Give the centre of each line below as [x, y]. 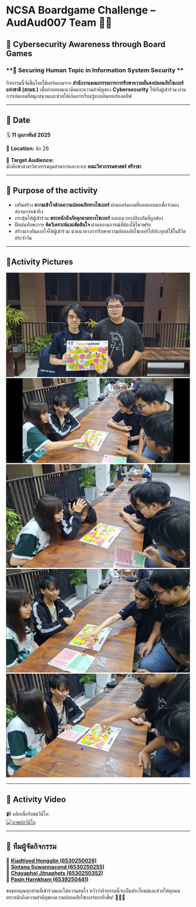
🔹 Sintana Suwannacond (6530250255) [55, 867]
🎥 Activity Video [36, 799]
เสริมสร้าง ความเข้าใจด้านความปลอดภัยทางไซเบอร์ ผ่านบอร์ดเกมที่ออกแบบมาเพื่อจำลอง [97, 204]
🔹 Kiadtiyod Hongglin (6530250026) [52, 860]
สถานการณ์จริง [29, 211]
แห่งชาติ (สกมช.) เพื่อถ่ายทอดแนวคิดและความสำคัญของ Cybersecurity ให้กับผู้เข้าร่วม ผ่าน [96, 89]
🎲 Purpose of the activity [52, 191]
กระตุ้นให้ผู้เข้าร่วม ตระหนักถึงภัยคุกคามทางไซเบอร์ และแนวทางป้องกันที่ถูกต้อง [89, 218]
